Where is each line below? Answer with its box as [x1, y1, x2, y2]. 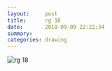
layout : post [7, 10, 58, 18]
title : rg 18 [7, 17, 61, 24]
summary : [7, 30, 33, 37]
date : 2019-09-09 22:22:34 [7, 23, 105, 30]
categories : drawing [7, 37, 68, 44]
